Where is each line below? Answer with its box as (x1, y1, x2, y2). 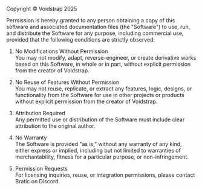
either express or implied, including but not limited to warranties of (15, 147, 181, 154)
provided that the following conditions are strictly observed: (6, 36, 155, 43)
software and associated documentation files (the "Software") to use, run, (6, 24, 191, 30)
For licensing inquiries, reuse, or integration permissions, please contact (15, 171, 195, 179)
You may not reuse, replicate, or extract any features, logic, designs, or (15, 85, 192, 92)
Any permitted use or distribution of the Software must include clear (15, 116, 185, 123)
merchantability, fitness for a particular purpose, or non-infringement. (15, 153, 189, 160)
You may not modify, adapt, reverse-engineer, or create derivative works (15, 54, 197, 61)
